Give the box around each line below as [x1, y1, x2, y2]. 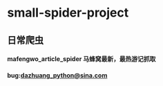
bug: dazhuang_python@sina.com [7, 71, 108, 79]
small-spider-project [7, 5, 129, 21]
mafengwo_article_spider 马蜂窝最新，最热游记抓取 [7, 55, 156, 63]
